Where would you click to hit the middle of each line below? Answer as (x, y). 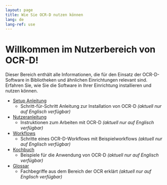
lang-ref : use (20, 24)
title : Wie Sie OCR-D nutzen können (44, 15)
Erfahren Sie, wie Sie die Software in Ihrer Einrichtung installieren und (78, 85)
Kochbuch (23, 150)
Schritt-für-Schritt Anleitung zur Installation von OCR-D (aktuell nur (91, 106)
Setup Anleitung (30, 101)
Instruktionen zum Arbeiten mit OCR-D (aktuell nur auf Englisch (87, 123)
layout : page (19, 10)
